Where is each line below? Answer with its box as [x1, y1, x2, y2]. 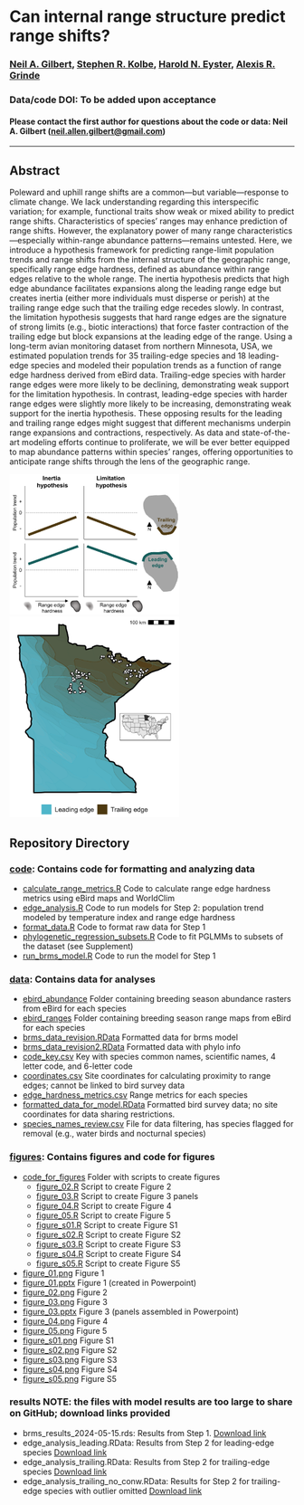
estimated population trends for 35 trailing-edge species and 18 [9, 350, 247, 361]
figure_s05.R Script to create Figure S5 [35, 1258, 181, 1269]
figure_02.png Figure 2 [22, 1287, 109, 1298]
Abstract [9, 163, 61, 178]
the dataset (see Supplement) [22, 940, 134, 951]
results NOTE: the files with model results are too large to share [9, 1395, 293, 1408]
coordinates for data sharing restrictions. [22, 1109, 176, 1119]
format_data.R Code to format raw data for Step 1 [22, 921, 206, 932]
